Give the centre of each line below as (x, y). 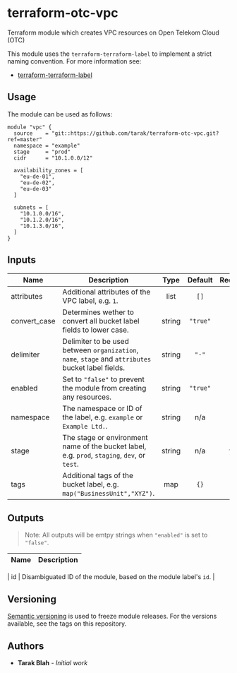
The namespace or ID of (102, 408)
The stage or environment (105, 437)
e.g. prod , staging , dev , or (104, 455)
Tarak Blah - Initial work (53, 663)
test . (71, 464)
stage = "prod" (42, 152)
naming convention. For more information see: (74, 61)
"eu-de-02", (37, 183)
